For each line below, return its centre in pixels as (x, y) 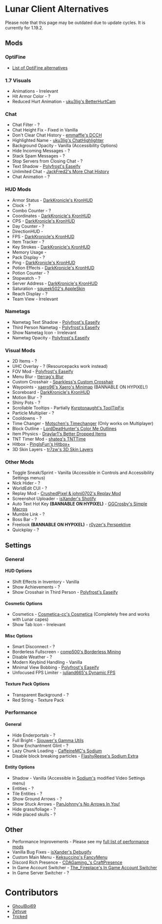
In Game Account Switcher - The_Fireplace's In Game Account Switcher (85, 867)
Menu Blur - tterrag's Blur (38, 377)
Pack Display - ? (29, 257)
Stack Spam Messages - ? (38, 156)
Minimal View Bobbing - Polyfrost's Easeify (55, 667)
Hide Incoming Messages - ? (41, 151)
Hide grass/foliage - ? (34, 809)
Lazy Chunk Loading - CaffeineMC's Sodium (57, 751)
